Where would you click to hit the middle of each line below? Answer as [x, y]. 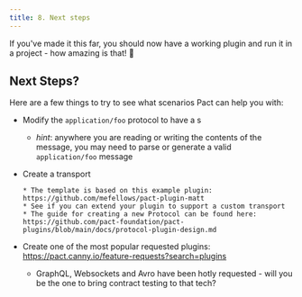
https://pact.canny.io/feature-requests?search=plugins [124, 256]
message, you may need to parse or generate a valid [133, 147]
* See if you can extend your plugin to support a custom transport [154, 207]
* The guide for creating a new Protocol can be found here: [140, 214]
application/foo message [84, 157]
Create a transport [56, 174]
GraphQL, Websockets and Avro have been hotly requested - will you [164, 274]
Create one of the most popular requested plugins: [116, 247]
